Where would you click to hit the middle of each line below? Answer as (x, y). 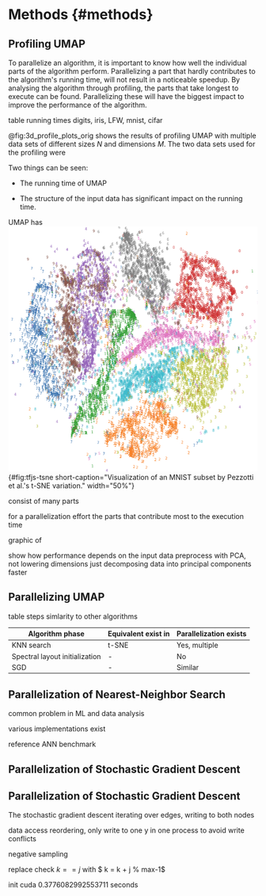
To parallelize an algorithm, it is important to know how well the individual (127, 63)
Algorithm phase (56, 634)
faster (18, 572)
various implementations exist (57, 729)
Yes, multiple (198, 645)
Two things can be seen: (48, 168)
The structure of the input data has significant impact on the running (131, 198)
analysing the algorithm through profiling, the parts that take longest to (123, 88)
